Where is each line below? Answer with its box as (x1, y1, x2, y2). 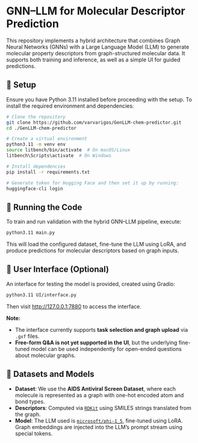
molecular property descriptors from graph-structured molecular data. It (6, 49, 185, 57)
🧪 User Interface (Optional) (6, 264, 110, 275)
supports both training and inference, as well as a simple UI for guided (6, 56, 181, 63)
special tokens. (14, 430, 53, 437)
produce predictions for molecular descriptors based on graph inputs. (6, 247, 179, 254)
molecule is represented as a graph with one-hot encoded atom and (14, 391, 184, 399)
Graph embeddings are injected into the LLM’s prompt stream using (14, 423, 182, 430)
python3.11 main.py (6, 230, 55, 236)
